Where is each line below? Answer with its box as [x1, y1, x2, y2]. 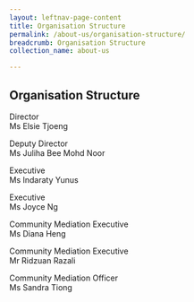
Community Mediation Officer [9, 272, 119, 283]
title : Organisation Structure [9, 22, 126, 30]
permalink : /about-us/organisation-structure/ [9, 30, 186, 39]
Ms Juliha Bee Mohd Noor [9, 147, 105, 158]
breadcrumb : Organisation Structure [9, 38, 146, 47]
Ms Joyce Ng [9, 201, 58, 211]
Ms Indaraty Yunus [9, 174, 79, 185]
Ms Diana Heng [9, 228, 66, 238]
